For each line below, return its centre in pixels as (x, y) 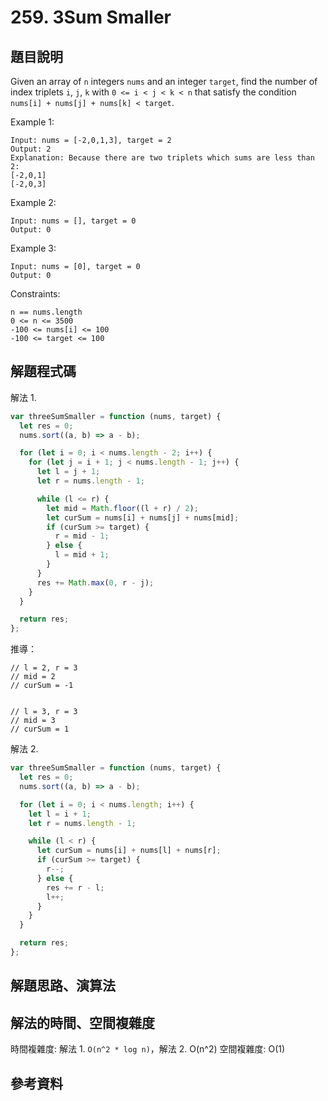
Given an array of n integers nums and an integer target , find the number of (164, 81)
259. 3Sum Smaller (91, 17)
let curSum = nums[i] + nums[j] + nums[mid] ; (143, 517)
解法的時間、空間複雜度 (82, 1022)
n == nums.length (46, 312)
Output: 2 (31, 149)
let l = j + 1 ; (68, 472)
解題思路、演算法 (63, 986)
